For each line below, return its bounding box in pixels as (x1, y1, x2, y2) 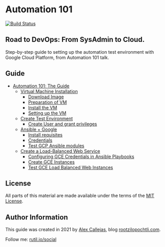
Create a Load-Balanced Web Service (20, 148, 100, 154)
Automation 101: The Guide (12, 83, 70, 89)
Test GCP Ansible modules (28, 142, 85, 149)
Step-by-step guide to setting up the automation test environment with (5, 49, 154, 55)
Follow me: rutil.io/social (5, 236, 57, 242)
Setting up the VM (28, 110, 67, 116)
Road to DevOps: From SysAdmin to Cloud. (5, 35, 145, 44)
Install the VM (28, 104, 57, 110)
